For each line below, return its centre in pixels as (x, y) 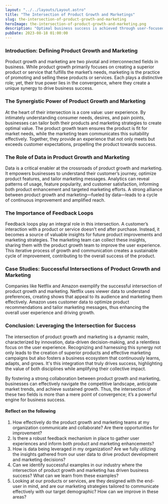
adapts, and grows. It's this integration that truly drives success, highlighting (84, 363)
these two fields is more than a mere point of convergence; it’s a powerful (81, 394)
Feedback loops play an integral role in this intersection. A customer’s (77, 224)
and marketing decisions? (39, 459)
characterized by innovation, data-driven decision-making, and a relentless (82, 342)
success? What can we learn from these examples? (65, 475)
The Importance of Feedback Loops (49, 213)
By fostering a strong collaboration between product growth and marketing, (83, 378)
